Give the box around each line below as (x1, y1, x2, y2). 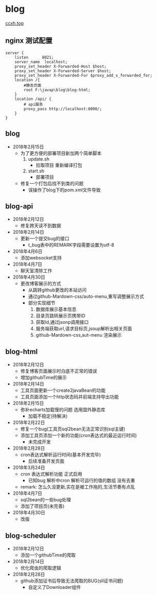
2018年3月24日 (12, 464, 45, 471)
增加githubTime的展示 (20, 374, 67, 381)
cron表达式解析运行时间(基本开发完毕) (20, 451, 101, 458)
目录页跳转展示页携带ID (35, 312, 86, 319)
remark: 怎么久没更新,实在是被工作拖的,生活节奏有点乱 (20, 484, 135, 490)
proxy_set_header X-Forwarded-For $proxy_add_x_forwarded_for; (14, 73, 153, 78)
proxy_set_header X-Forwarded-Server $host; (14, 68, 111, 74)
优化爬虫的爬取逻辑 (20, 565, 62, 571)
